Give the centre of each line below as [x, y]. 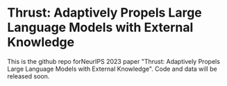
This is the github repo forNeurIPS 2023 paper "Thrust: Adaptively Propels [114, 61]
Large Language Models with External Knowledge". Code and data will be [112, 69]
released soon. [28, 76]
